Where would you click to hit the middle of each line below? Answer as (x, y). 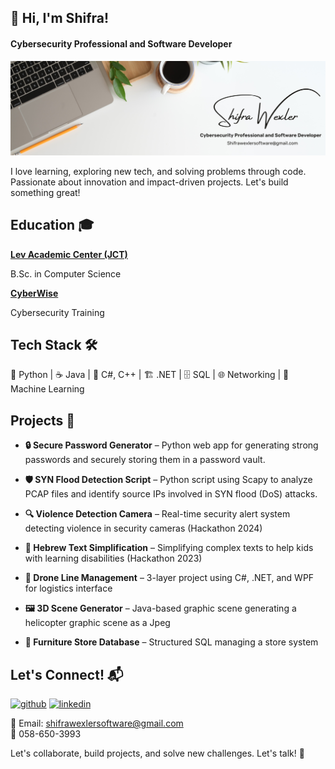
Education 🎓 (52, 225)
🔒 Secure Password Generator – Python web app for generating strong (171, 445)
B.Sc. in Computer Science (66, 273)
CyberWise (34, 293)
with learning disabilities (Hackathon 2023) (113, 558)
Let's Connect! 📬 (67, 674)
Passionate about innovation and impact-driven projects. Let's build (149, 182)
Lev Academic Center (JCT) (69, 254)
